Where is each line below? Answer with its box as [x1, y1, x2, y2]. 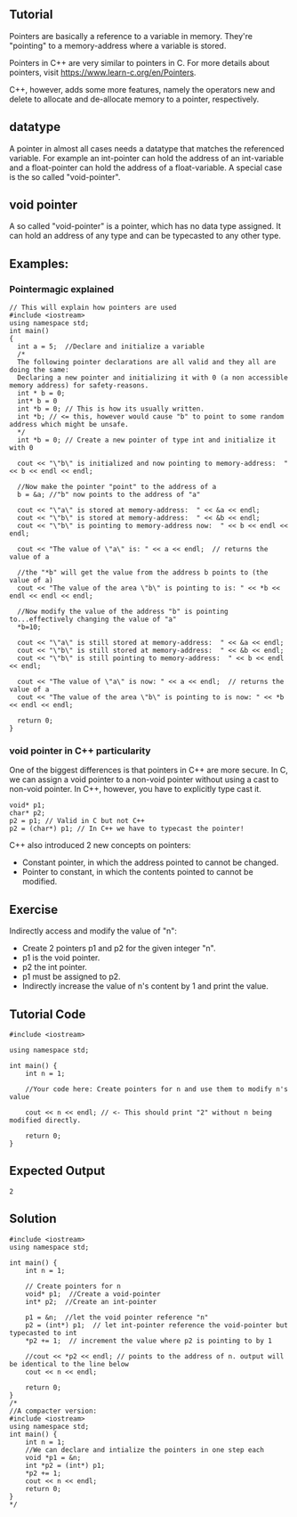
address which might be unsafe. [9, 420, 129, 429]
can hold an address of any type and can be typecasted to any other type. [9, 231, 282, 241]
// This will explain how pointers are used [9, 303, 177, 313]
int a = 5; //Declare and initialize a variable [17, 342, 205, 351]
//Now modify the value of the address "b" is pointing [17, 608, 229, 616]
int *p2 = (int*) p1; [25, 1461, 105, 1470]
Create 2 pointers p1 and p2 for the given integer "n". [21, 943, 216, 954]
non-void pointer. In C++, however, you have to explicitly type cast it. [9, 784, 262, 795]
